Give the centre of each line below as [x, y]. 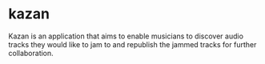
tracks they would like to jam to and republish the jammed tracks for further [132, 44]
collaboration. [31, 53]
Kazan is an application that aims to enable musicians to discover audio [126, 36]
